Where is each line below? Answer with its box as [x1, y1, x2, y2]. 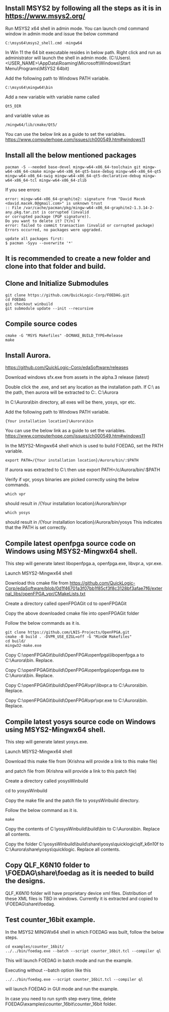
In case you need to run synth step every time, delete [5, 995, 116, 1001]
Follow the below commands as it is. [5, 620, 81, 626]
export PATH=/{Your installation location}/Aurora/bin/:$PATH [5, 458, 139, 463]
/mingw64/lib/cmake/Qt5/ [5, 122, 58, 127]
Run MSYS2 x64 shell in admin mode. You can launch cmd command [5, 25, 149, 31]
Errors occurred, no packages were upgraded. [5, 227, 102, 232]
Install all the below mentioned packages [5, 151, 137, 160]
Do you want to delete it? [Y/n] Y [5, 218, 80, 224]
